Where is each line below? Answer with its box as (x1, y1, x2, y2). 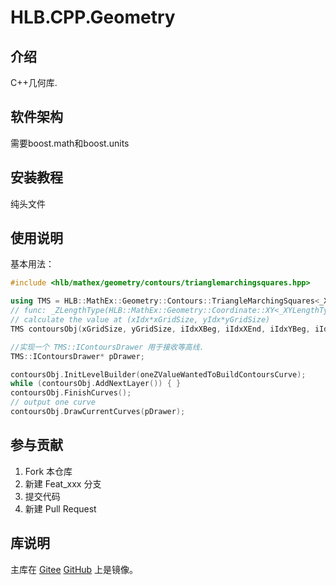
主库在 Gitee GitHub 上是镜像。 (10, 563, 139, 575)
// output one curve (10, 397, 97, 408)
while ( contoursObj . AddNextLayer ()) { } (10, 379, 182, 389)
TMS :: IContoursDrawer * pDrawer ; (10, 351, 145, 361)
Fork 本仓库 (24, 465, 73, 477)
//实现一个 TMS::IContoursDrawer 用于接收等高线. (10, 342, 205, 352)
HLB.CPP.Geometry (10, 6, 176, 29)
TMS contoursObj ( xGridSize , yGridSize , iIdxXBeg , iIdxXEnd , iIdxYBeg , (10, 324, 311, 334)
